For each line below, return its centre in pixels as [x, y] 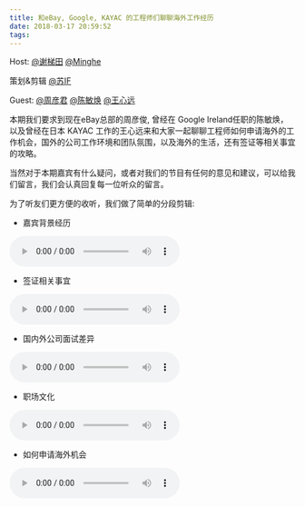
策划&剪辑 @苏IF [40, 81]
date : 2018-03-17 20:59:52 [60, 26]
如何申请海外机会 [54, 454]
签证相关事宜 [46, 281]
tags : [20, 35]
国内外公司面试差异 [59, 339]
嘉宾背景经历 [46, 223]
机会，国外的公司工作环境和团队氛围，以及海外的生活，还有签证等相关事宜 [156, 143]
